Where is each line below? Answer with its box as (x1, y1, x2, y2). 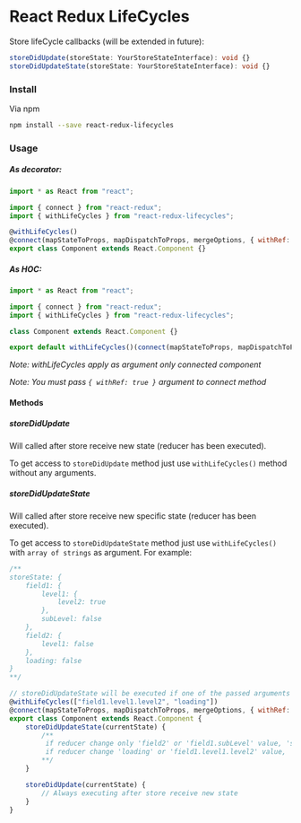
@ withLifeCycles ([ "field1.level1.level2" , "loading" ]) (9, 697, 219, 706)
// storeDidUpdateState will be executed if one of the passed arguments (9, 689, 291, 698)
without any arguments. (9, 467, 97, 477)
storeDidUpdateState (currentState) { (25, 722, 167, 731)
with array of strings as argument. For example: (9, 547, 193, 557)
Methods (9, 397, 44, 407)
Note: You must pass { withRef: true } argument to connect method (9, 377, 267, 388)
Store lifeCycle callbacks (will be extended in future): (9, 36, 204, 47)
